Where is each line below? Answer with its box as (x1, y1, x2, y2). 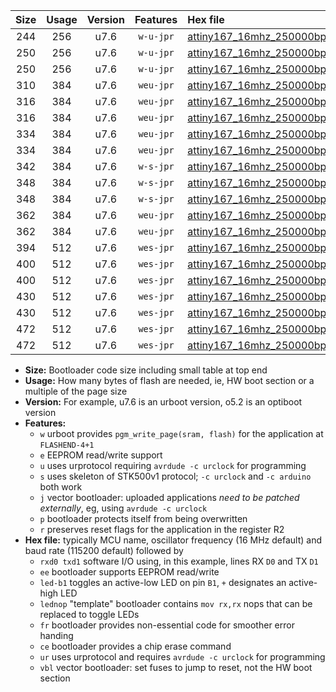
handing (39, 630, 74, 641)
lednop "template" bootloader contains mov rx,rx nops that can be (39, 598, 313, 609)
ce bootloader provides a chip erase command (39, 640, 232, 652)
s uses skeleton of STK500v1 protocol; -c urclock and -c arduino (39, 470, 312, 482)
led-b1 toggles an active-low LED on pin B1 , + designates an (39, 577, 287, 588)
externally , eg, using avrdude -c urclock (39, 502, 208, 514)
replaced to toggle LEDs (39, 609, 140, 620)
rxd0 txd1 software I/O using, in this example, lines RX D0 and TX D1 (39, 555, 319, 567)
